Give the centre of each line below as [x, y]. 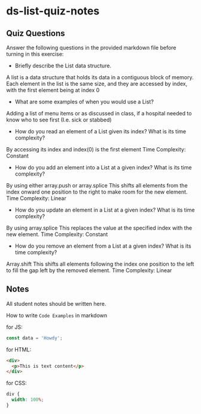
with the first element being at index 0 [53, 90]
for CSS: [16, 383]
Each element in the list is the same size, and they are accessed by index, [97, 84]
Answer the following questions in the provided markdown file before [91, 47]
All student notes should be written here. [56, 303]
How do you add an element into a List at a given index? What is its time [103, 167]
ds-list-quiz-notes [53, 11]
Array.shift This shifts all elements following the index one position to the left [100, 264]
